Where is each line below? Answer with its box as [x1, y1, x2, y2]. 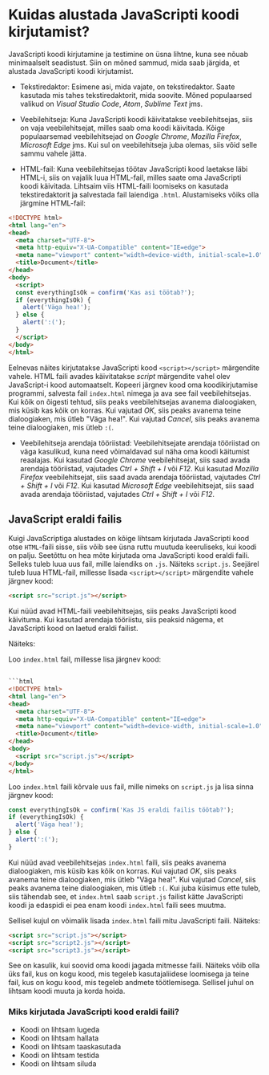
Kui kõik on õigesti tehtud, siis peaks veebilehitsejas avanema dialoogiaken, [8, 397, 258, 406]
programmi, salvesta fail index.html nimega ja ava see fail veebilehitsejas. [8, 388, 251, 398]
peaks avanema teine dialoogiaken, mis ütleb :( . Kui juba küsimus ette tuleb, [8, 883, 261, 893]
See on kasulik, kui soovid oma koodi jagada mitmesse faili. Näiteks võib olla [8, 961, 260, 971]
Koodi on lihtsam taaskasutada [19, 1041, 122, 1051]
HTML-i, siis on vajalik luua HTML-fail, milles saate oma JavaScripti [19, 173, 242, 182]
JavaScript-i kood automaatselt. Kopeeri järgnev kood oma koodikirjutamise [8, 380, 259, 389]
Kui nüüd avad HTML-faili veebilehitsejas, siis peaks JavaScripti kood [8, 606, 237, 616]
